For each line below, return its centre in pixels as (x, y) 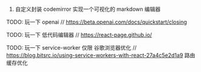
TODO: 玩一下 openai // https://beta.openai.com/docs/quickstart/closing (97, 22)
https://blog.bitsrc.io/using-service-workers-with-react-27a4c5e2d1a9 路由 (101, 55)
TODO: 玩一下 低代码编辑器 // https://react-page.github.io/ (79, 35)
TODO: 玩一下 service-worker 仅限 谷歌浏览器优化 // (71, 48)
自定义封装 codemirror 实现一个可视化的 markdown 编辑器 (88, 9)
